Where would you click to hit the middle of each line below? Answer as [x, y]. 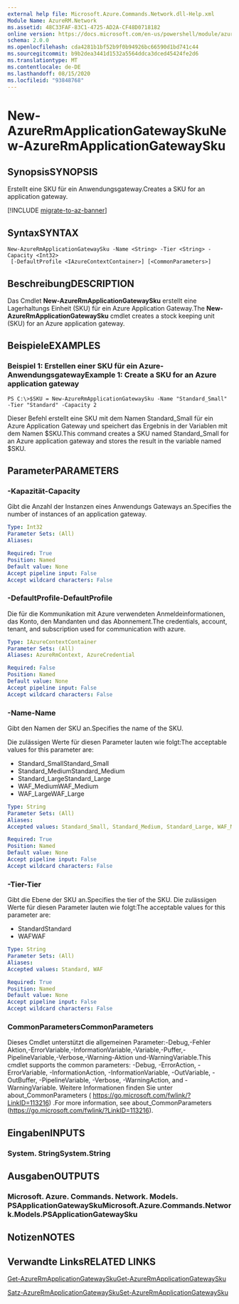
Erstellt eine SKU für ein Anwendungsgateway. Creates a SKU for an [106, 189]
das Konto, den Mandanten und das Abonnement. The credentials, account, [117, 621]
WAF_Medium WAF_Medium [58, 786]
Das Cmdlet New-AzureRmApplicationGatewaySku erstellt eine [102, 301]
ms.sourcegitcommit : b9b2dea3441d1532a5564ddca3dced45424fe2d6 [103, 54]
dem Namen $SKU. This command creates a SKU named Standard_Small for [118, 433]
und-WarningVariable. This [173, 1057]
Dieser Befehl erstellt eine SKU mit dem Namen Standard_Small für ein [110, 418]
